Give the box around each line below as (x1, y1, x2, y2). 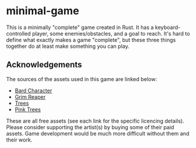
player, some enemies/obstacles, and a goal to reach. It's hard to (32, 30, 191, 37)
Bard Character (14, 87, 52, 94)
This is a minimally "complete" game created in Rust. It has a (6, 24, 154, 31)
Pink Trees (14, 105, 41, 113)
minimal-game (6, 4, 79, 18)
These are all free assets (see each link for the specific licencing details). (6, 117, 185, 124)
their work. (6, 136, 33, 143)
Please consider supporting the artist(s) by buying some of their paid (6, 123, 175, 131)
